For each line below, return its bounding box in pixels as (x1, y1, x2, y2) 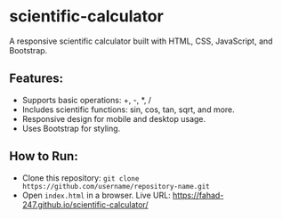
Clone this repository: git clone (21, 172, 140, 183)
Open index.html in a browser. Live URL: (21, 190, 171, 200)
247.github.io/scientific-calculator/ (21, 199, 149, 210)
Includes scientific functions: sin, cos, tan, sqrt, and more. (21, 104, 236, 115)
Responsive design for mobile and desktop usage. (21, 113, 206, 124)
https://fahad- (172, 190, 224, 200)
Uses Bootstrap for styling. (21, 123, 121, 134)
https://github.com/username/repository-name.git (21, 182, 211, 191)
